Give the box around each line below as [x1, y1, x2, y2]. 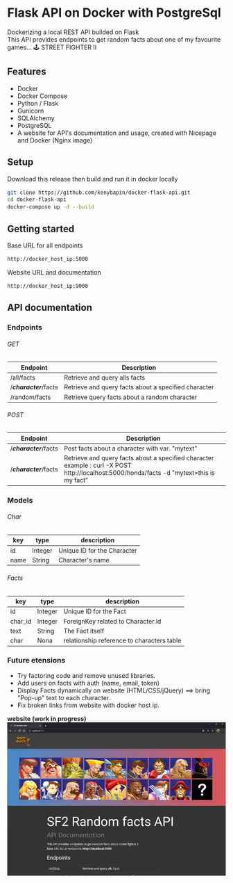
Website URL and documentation [7, 268, 102, 276]
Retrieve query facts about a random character [63, 393, 198, 401]
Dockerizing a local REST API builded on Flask [7, 28, 139, 36]
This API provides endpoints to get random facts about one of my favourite [7, 35, 221, 43]
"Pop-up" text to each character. [17, 693, 111, 702]
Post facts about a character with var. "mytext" [63, 444, 198, 453]
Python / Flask [17, 99, 59, 107]
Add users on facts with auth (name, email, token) [17, 679, 160, 687]
